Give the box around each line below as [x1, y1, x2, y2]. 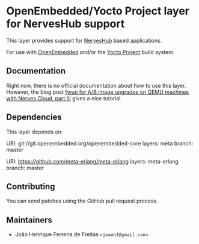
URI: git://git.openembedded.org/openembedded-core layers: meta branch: [6, 139, 194, 147]
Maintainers [6, 215, 53, 225]
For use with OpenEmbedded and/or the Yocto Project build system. [6, 48, 175, 55]
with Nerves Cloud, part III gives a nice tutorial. [6, 94, 122, 102]
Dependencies [6, 112, 62, 123]
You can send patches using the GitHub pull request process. [6, 197, 158, 205]
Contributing [6, 181, 55, 192]
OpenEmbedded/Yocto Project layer [6, 4, 190, 18]
